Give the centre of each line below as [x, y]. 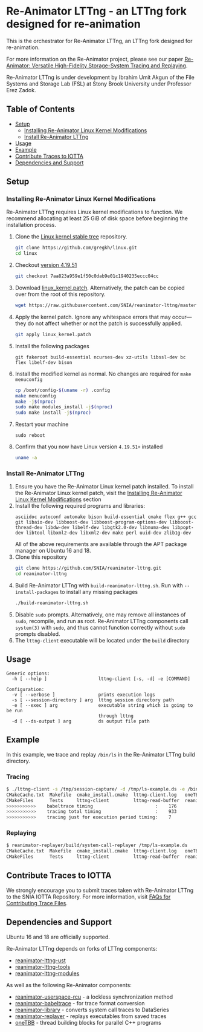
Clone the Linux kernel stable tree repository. [71, 237]
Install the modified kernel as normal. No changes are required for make [103, 374]
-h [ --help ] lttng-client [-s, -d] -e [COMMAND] [101, 679]
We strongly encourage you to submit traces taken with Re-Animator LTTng [100, 890]
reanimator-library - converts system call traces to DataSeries [92, 1010]
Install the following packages [52, 346]
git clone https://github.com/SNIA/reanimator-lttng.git [88, 568]
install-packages [37, 593]
